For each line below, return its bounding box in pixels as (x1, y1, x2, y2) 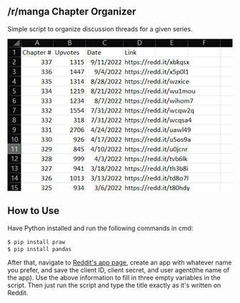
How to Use (7, 205, 60, 217)
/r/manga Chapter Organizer (7, 6, 136, 18)
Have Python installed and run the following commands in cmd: (7, 224, 194, 232)
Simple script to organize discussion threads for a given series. (7, 24, 193, 33)
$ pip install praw (7, 238, 66, 245)
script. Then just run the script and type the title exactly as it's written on (7, 281, 221, 289)
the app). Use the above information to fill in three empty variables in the (7, 273, 221, 282)
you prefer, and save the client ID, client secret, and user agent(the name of (7, 265, 230, 274)
